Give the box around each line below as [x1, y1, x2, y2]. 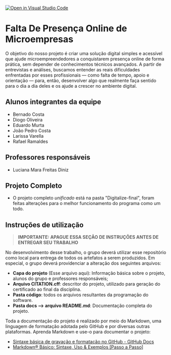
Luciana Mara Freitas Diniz [12, 166, 69, 173]
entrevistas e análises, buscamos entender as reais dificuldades [5, 66, 140, 72]
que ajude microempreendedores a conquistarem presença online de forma [5, 56, 164, 62]
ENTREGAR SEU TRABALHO [17, 240, 79, 246]
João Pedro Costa [12, 128, 51, 134]
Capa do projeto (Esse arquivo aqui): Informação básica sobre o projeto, [12, 270, 166, 276]
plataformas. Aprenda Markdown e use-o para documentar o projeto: [5, 329, 151, 335]
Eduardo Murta [12, 122, 44, 128]
